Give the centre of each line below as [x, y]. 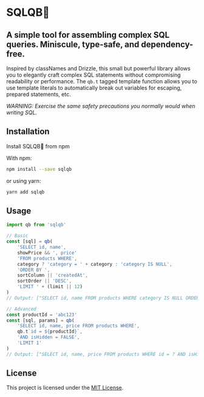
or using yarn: [24, 181]
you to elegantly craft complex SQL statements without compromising [93, 75]
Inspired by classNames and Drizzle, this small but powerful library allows [98, 68]
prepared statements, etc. [39, 94]
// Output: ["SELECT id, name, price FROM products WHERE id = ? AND [96, 354]
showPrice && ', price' [47, 253]
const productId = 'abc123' [42, 315]
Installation [28, 132]
